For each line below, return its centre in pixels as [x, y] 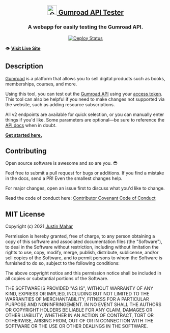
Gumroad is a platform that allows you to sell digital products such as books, [85, 78]
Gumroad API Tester [91, 12]
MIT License [25, 214]
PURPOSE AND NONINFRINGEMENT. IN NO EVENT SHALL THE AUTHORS [83, 305]
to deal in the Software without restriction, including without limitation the [82, 247]
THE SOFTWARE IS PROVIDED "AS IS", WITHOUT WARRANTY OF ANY [79, 288]
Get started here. [24, 135]
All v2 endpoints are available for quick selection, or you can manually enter [85, 114]
